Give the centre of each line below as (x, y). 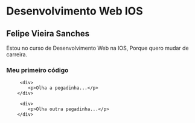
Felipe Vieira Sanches (48, 34)
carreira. (17, 55)
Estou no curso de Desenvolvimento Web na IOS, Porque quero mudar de (97, 48)
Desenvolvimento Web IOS (75, 11)
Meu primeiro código (37, 70)
